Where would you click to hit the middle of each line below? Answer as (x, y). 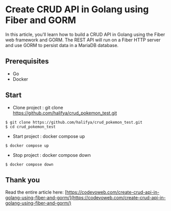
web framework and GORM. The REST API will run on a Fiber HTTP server (83, 40)
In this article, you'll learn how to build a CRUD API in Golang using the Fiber (85, 34)
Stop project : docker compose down (52, 155)
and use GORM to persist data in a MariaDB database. (62, 45)
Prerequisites (27, 62)
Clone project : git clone (38, 107)
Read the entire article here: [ (36, 192)
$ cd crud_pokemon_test (31, 127)
